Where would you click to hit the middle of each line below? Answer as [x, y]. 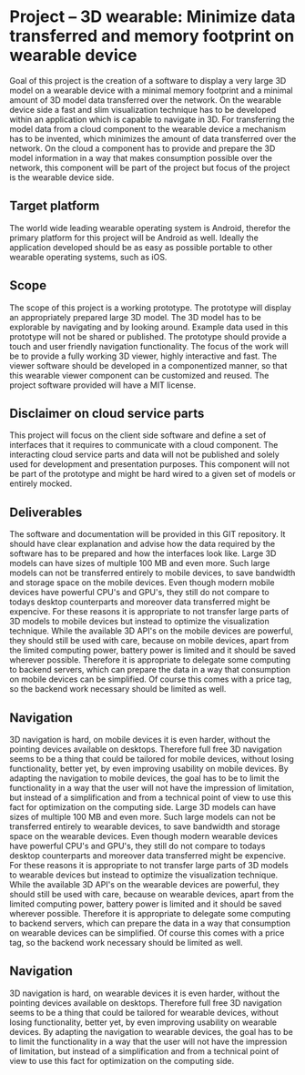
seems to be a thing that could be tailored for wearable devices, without [144, 1012]
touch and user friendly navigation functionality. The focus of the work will [149, 346]
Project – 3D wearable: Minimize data [152, 17]
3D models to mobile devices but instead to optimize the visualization [140, 622]
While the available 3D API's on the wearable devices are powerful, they [144, 884]
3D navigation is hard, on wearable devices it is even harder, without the [145, 993]
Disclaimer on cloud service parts [107, 413]
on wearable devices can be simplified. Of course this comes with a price [147, 933]
